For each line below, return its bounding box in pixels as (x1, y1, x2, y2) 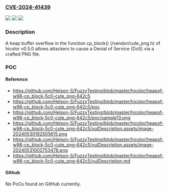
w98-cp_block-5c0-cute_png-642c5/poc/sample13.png (12, 115, 131, 121)
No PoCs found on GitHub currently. (5, 181, 81, 187)
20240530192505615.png (12, 131, 67, 137)
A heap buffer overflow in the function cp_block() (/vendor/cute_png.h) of (5, 40, 161, 46)
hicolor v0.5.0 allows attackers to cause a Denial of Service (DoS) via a (5, 45, 154, 51)
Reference (5, 76, 28, 83)
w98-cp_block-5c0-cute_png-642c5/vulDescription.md (12, 158, 131, 164)
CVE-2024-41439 (5, 4, 51, 11)
